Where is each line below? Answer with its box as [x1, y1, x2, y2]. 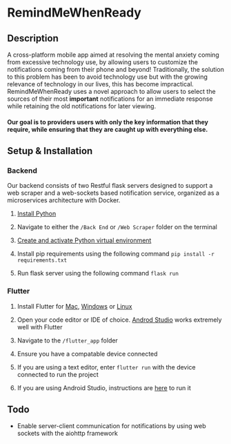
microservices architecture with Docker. [7, 196, 121, 204]
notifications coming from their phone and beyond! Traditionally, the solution [7, 66, 224, 73]
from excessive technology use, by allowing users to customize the [7, 58, 199, 66]
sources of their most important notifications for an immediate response [7, 95, 213, 103]
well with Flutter [17, 322, 63, 331]
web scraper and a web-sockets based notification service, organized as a [7, 189, 219, 197]
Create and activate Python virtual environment [17, 236, 152, 244]
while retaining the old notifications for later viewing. [7, 102, 157, 110]
